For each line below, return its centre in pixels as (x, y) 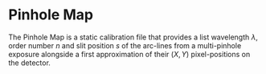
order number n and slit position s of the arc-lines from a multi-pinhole (125, 45)
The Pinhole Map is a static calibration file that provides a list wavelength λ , (133, 37)
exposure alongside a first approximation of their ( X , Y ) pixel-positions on (129, 54)
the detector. (29, 63)
